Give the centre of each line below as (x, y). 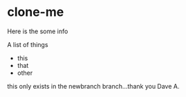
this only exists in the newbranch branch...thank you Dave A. (93, 86)
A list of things (28, 44)
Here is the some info (38, 31)
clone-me (36, 12)
